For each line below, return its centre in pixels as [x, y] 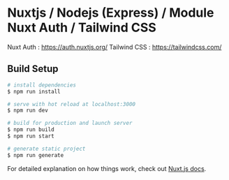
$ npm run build [31, 130]
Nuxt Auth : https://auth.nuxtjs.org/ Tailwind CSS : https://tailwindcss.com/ [114, 47]
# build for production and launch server [70, 123]
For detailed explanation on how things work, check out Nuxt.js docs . [107, 168]
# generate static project [46, 149]
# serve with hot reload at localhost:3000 [72, 104]
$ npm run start [31, 136]
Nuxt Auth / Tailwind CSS [82, 28]
